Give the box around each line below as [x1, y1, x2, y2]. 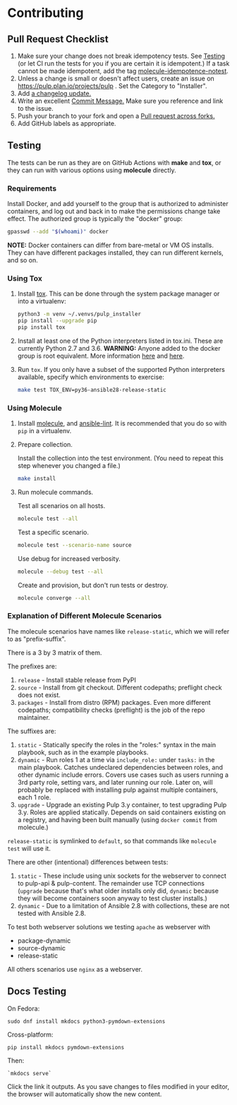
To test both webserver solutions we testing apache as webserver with [7, 922, 210, 931]
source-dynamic [17, 943, 66, 952]
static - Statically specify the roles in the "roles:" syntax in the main [17, 740, 217, 749]
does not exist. [17, 690, 61, 699]
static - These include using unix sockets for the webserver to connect [17, 871, 227, 880]
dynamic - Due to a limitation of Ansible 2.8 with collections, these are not [17, 901, 230, 910]
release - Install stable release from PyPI [17, 675, 136, 684]
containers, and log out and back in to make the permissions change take [7, 207, 221, 216]
